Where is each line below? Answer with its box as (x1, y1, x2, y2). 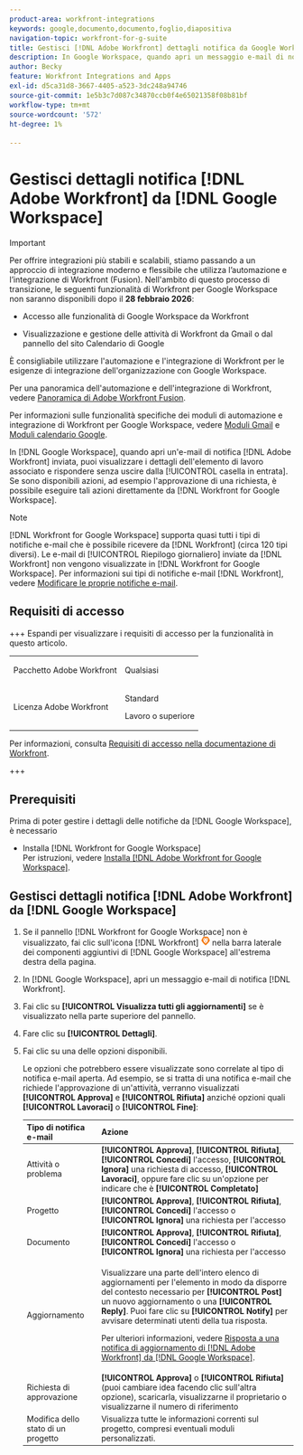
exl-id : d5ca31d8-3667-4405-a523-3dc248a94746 (9, 81, 188, 90)
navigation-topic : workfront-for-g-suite (9, 33, 168, 43)
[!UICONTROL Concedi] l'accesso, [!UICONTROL (100, 1154, 286, 1165)
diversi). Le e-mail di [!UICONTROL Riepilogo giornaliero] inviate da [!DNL (9, 549, 282, 560)
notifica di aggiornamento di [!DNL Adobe (100, 1342, 256, 1353)
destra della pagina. (22, 957, 96, 967)
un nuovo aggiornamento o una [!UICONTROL (100, 1296, 272, 1307)
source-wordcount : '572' (9, 109, 103, 119)
